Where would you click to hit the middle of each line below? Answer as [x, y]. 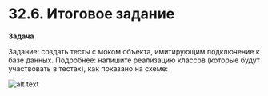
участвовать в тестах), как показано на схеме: [88, 68]
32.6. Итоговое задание [92, 14]
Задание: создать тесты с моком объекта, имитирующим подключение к [134, 51]
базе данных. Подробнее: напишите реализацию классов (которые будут [134, 60]
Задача [21, 36]
